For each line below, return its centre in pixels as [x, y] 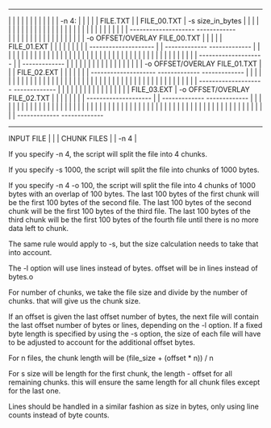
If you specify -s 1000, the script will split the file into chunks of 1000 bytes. [134, 170]
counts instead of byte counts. [59, 415]
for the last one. [35, 391]
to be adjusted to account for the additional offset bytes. [102, 342]
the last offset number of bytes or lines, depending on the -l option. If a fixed [135, 325]
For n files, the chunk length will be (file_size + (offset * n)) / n [111, 358]
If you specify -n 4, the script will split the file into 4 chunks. [108, 154]
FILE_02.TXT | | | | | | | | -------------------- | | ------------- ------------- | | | [135, 98]
